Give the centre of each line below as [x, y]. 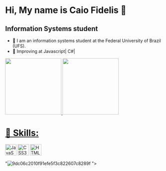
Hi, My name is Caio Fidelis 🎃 [66, 10]
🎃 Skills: [22, 133]
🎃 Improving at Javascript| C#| [44, 51]
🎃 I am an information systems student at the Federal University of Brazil [86, 40]
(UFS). [19, 46]
